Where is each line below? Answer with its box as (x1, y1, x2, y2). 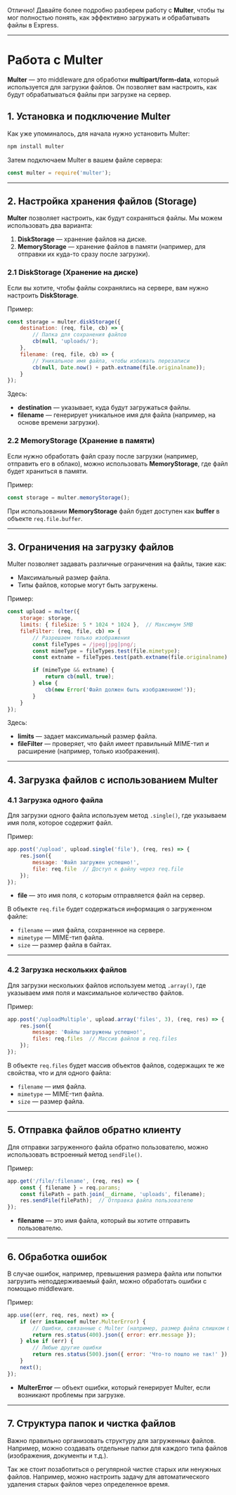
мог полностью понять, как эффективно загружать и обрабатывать (7, 13, 211, 22)
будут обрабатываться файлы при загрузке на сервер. (7, 90, 171, 98)
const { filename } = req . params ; (20, 1184, 121, 1191)
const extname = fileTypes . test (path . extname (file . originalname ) (32, 654, 228, 661)
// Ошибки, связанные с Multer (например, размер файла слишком (32, 1325, 225, 1332)
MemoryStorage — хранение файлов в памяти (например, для (17, 243, 206, 251)
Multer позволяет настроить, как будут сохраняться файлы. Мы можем (7, 214, 223, 222)
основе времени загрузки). (17, 418, 100, 427)
